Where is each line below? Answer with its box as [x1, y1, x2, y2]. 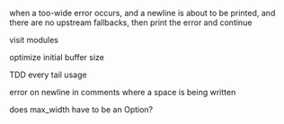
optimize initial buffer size [9, 52, 105, 62]
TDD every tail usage [9, 69, 87, 80]
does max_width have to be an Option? [9, 104, 154, 115]
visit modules [9, 35, 59, 45]
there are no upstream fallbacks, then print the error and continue [9, 17, 253, 28]
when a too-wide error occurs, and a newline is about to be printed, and [9, 8, 276, 18]
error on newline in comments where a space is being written [9, 87, 236, 97]
